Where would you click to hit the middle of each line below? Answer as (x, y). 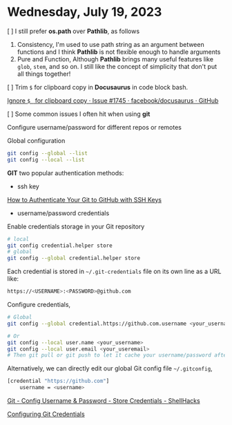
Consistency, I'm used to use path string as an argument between (111, 44)
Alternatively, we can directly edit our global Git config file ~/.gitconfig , (110, 368)
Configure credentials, (39, 305)
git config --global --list (48, 153)
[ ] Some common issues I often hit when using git (79, 114)
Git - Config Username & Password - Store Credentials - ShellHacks (104, 401)
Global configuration (36, 140)
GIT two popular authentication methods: (66, 172)
